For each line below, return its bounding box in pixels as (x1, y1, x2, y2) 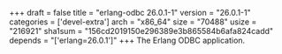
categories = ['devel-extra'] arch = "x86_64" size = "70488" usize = (9, 17, 257, 27)
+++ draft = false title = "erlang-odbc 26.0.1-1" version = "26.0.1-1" (9, 8, 252, 17)
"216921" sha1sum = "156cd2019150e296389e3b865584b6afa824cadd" (9, 26, 274, 36)
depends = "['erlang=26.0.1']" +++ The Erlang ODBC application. (9, 35, 246, 45)
